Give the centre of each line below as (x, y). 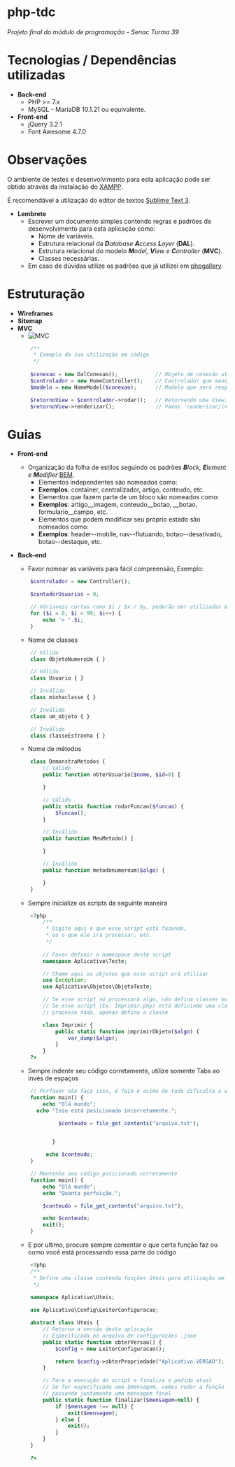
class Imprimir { (68, 1025)
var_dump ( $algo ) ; (93, 1038)
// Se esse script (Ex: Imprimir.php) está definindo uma (129, 1006)
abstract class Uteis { (65, 1323)
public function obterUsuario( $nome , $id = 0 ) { (112, 775)
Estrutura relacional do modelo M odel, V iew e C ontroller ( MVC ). (130, 251)
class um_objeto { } (60, 716)
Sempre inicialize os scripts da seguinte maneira (98, 903)
